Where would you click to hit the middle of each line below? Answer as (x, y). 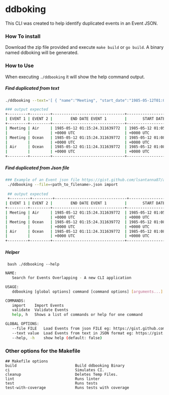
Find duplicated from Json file (37, 168)
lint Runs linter (53, 379)
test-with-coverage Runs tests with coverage (67, 387)
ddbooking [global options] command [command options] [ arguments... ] (88, 291)
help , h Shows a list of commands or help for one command (77, 315)
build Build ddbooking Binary (65, 366)
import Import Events (38, 305)
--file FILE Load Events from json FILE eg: (62, 328)
